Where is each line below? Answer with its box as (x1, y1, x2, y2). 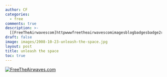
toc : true (5, 53, 26, 58)
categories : (5, 12, 30, 17)
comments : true (5, 21, 37, 26)
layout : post (5, 44, 32, 49)
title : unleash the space (5, 48, 59, 53)
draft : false (5, 35, 32, 40)
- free (9, 16, 23, 21)
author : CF (5, 7, 28, 12)
